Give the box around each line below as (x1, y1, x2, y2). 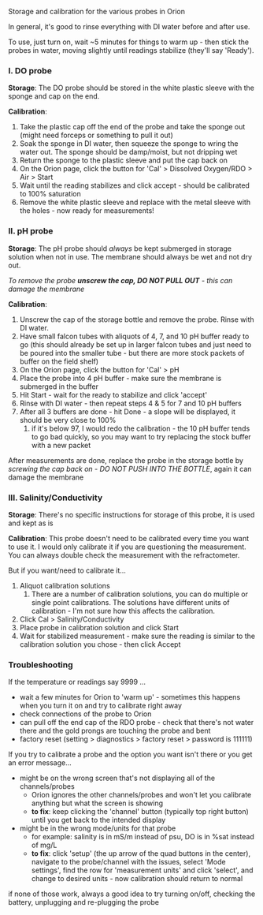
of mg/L (31, 840, 57, 850)
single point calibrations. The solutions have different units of (31, 597, 230, 607)
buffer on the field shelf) (19, 357, 99, 366)
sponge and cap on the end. (8, 91, 100, 101)
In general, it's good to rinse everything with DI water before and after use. (8, 22, 250, 31)
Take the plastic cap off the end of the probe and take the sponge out (19, 122, 246, 132)
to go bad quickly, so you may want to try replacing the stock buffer (31, 431, 252, 441)
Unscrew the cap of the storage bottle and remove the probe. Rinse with (19, 315, 254, 324)
